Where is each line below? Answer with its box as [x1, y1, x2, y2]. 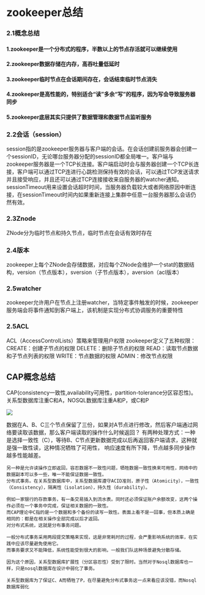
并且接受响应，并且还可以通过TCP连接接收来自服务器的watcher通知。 [6, 176, 182, 183]
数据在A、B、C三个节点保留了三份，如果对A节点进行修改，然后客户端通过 [6, 421, 193, 429]
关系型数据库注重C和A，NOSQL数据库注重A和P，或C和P [6, 397, 149, 404]
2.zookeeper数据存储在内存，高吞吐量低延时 [6, 61, 120, 68]
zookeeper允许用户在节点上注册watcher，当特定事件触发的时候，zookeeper [6, 299, 199, 306]
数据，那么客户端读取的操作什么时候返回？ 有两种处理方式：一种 [32, 429, 196, 436]
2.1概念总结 [6, 29, 40, 37]
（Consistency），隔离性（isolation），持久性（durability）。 [6, 484, 151, 491]
